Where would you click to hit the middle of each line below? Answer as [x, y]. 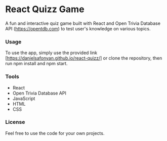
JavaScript [24, 98]
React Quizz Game [45, 9]
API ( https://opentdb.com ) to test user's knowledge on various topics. [78, 28]
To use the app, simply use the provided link [51, 53]
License [15, 122]
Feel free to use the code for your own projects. [55, 133]
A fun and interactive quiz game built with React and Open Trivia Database [83, 23]
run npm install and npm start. [36, 64]
